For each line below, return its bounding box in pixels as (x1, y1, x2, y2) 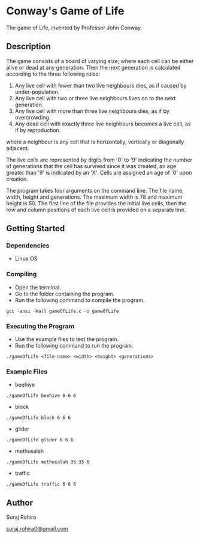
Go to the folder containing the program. (14, 290, 115, 297)
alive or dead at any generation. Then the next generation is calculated (6, 64, 181, 71)
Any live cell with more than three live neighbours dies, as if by (14, 107, 169, 115)
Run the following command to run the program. (14, 342, 134, 349)
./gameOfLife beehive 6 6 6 (6, 393, 77, 399)
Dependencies (6, 241, 50, 250)
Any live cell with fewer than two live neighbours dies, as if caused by (14, 82, 187, 89)
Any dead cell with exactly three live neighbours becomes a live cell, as (14, 120, 191, 127)
